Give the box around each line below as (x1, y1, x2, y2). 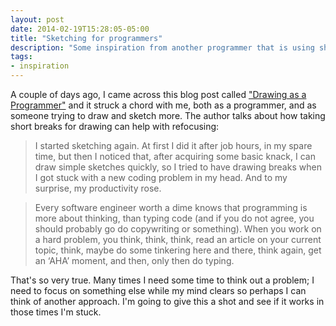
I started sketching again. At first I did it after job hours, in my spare (34, 140, 313, 151)
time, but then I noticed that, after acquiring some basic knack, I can (34, 151, 316, 162)
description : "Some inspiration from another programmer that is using (10, 42, 315, 53)
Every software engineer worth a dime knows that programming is (34, 202, 308, 213)
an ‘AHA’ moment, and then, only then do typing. (34, 255, 235, 266)
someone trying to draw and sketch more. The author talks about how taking (10, 110, 326, 121)
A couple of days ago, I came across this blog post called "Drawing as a (10, 89, 307, 100)
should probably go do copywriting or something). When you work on (34, 223, 322, 235)
